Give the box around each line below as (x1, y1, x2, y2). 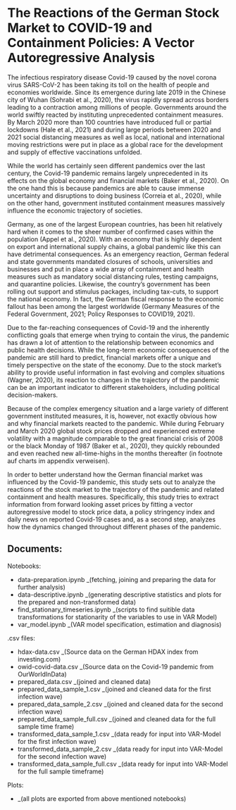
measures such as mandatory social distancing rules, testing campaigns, (7, 272, 219, 281)
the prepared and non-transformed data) (17, 597, 136, 606)
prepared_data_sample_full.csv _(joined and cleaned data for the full (17, 714, 216, 723)
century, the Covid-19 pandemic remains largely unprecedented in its (7, 169, 209, 177)
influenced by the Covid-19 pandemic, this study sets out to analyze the (7, 477, 216, 486)
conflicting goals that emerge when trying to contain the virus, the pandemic (7, 331, 230, 339)
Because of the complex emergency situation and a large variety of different (7, 404, 229, 412)
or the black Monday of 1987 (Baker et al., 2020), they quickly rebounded (7, 441, 221, 450)
